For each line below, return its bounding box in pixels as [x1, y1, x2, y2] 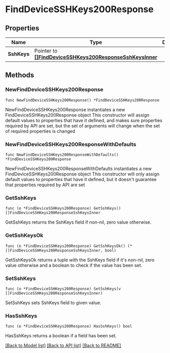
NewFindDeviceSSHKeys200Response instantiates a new [5, 107, 125, 113]
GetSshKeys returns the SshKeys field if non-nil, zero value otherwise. [5, 219, 152, 225]
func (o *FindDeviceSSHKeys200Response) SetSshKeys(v [5, 286, 121, 291]
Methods [5, 71, 34, 80]
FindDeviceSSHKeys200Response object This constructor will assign [5, 112, 150, 118]
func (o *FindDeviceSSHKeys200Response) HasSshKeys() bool [5, 324, 133, 329]
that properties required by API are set [5, 182, 85, 188]
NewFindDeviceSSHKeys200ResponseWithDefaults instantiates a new [5, 165, 152, 171]
